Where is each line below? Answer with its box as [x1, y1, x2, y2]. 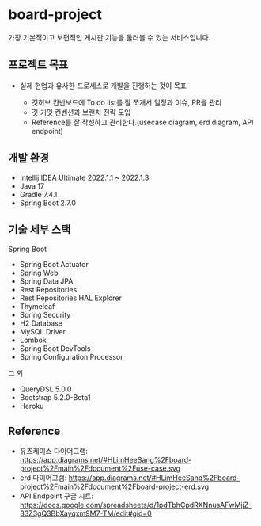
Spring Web [19, 268, 59, 278]
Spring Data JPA [19, 276, 74, 286]
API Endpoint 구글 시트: [19, 491, 93, 501]
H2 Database [19, 318, 63, 328]
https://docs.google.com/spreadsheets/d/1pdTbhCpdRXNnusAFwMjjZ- [19, 501, 252, 510]
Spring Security [19, 311, 71, 320]
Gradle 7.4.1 [19, 189, 58, 199]
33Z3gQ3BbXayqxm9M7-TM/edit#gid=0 [19, 509, 152, 518]
